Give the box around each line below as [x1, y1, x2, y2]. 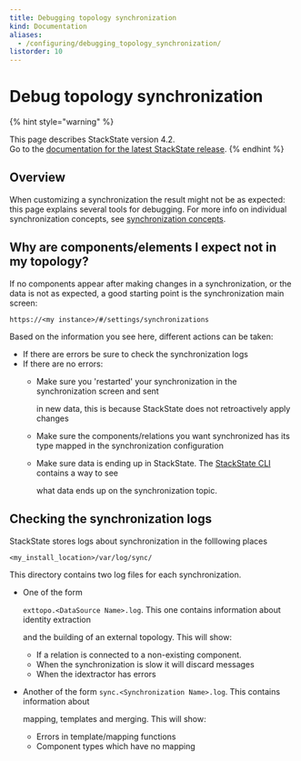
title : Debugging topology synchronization [9, 13, 177, 23]
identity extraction [22, 614, 91, 625]
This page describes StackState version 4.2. [9, 134, 176, 145]
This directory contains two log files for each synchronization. [9, 569, 242, 580]
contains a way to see [35, 467, 118, 478]
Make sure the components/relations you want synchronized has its [35, 430, 291, 441]
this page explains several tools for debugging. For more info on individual [9, 204, 287, 215]
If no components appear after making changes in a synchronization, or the [9, 278, 292, 289]
